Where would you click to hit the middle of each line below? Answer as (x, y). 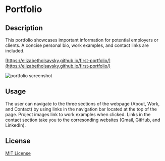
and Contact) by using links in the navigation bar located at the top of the (81, 109)
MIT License (18, 153)
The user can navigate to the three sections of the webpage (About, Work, (82, 103)
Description (24, 28)
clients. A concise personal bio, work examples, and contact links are (77, 45)
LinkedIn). (16, 125)
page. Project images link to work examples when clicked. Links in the (78, 114)
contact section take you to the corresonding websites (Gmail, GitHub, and (83, 120)
